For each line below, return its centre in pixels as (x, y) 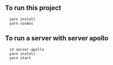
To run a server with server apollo (57, 38)
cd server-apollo (27, 49)
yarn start (20, 58)
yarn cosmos (21, 23)
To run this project (33, 8)
